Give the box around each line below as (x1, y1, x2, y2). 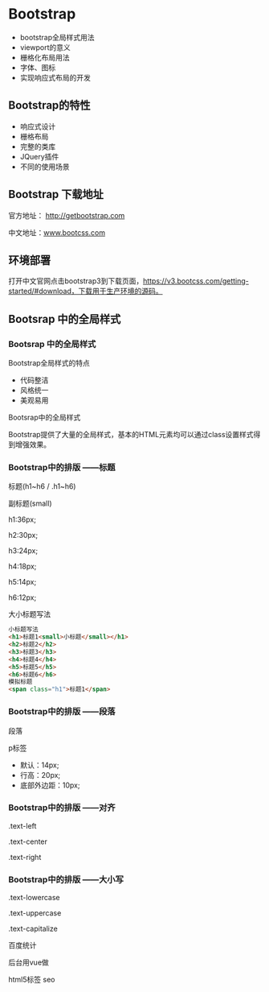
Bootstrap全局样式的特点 (8, 358, 91, 368)
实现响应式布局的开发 (19, 72, 91, 82)
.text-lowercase (8, 893, 60, 903)
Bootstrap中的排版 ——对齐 (8, 802, 116, 813)
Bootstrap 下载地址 (8, 188, 104, 201)
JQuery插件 (19, 151, 59, 161)
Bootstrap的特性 (8, 98, 91, 113)
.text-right (8, 852, 42, 862)
